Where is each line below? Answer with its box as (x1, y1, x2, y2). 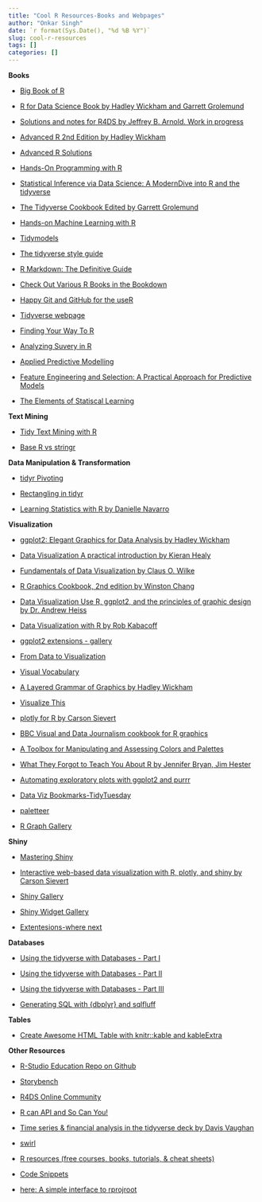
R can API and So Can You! (19, 1108, 109, 1117)
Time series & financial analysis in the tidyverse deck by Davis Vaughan (19, 1123, 254, 1132)
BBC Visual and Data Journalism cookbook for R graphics (19, 729, 209, 738)
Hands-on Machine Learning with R (19, 218, 137, 227)
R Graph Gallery (19, 821, 72, 831)
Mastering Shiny (19, 852, 74, 861)
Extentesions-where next (19, 922, 102, 932)
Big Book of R (19, 86, 65, 96)
